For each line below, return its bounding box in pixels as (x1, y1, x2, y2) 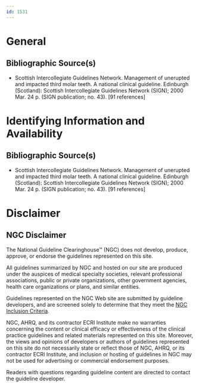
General (6, 34, 46, 48)
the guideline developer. (6, 375, 66, 382)
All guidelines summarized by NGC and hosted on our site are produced (6, 264, 183, 271)
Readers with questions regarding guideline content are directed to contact (6, 368, 191, 375)
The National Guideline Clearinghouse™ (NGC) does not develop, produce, (6, 246, 189, 253)
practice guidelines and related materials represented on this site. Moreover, (6, 331, 194, 338)
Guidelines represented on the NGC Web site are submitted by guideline (6, 294, 183, 302)
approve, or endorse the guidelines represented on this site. (6, 252, 153, 259)
